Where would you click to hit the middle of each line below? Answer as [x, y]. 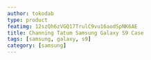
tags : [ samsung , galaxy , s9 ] [49, 39]
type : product [28, 20]
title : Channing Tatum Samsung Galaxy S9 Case [75, 33]
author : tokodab [30, 13]
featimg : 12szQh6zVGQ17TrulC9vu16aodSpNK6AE [72, 26]
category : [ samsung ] [37, 46]
